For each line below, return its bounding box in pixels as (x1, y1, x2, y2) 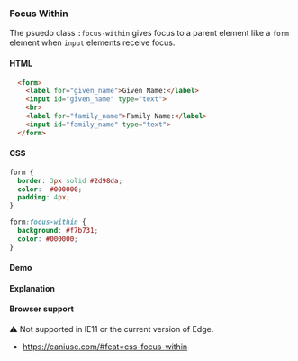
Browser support (9, 303, 75, 314)
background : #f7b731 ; (17, 227, 99, 236)
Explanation (9, 282, 56, 293)
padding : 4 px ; (17, 193, 70, 202)
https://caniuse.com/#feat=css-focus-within (22, 341, 188, 352)
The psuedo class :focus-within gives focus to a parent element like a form (9, 28, 290, 39)
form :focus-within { (9, 218, 87, 227)
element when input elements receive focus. (9, 37, 176, 48)
